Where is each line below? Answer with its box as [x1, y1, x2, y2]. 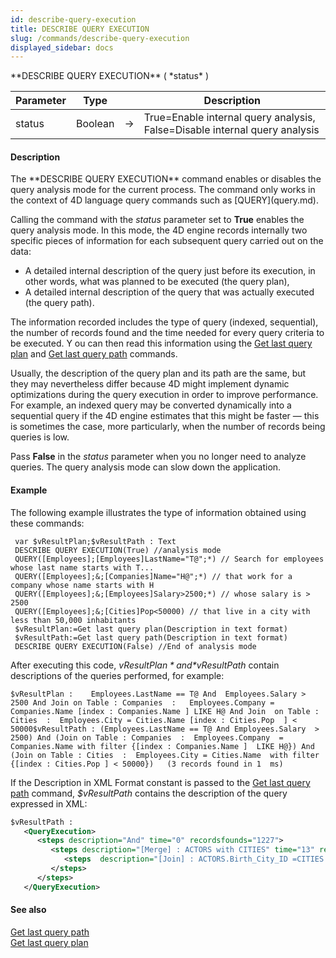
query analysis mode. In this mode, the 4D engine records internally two [10, 224, 308, 236]
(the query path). [24, 297, 95, 309]
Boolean [75, 117, 115, 131]
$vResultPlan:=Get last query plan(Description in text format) [14, 624, 288, 634]
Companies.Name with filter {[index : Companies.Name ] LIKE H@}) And [10, 741, 315, 751]
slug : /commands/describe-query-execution [10, 33, 190, 43]
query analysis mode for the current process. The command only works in [10, 184, 316, 196]
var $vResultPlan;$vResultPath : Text [14, 536, 177, 546]
